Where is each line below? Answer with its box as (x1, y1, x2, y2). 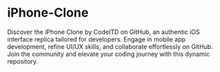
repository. (7, 57, 38, 65)
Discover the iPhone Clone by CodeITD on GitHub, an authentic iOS (7, 28, 200, 36)
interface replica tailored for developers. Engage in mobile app (7, 35, 186, 43)
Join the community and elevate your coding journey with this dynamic (7, 50, 210, 58)
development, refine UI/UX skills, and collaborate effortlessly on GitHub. (7, 42, 213, 51)
